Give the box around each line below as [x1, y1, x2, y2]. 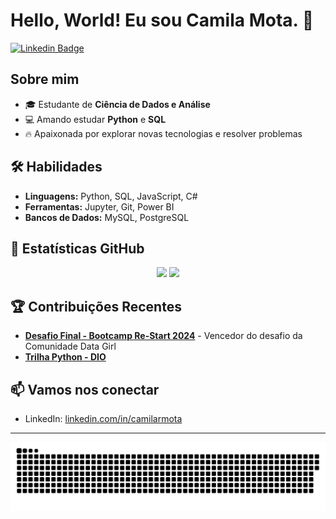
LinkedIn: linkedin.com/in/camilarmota [24, 413, 183, 424]
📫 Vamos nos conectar [10, 381, 160, 398]
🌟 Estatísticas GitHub [10, 240, 145, 257]
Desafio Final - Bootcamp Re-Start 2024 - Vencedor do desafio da [24, 330, 303, 342]
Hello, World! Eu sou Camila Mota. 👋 [10, 9, 315, 32]
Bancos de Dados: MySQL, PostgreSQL [24, 211, 190, 223]
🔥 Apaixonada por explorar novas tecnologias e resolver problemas [24, 127, 303, 139]
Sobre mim [10, 71, 80, 88]
